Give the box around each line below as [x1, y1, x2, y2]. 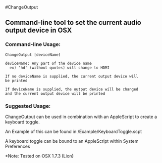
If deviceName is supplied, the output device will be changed [5, 86, 139, 92]
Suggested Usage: [5, 102, 51, 109]
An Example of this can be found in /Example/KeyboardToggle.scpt [5, 128, 142, 134]
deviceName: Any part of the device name [5, 61, 92, 66]
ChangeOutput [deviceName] [5, 52, 61, 57]
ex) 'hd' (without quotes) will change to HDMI [9, 65, 110, 70]
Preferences [5, 143, 31, 149]
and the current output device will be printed [5, 91, 106, 96]
